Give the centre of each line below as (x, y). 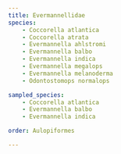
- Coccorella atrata (55, 37)
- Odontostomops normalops (66, 81)
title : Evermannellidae (47, 15)
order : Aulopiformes (42, 131)
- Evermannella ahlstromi (64, 45)
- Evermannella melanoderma (68, 73)
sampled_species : (36, 95)
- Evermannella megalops (62, 66)
